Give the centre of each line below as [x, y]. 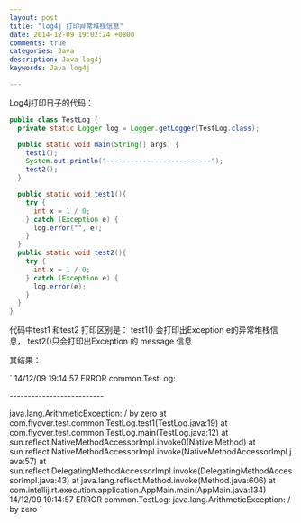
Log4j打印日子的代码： [52, 102]
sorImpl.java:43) [40, 481]
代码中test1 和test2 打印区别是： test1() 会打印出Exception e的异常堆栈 [140, 330]
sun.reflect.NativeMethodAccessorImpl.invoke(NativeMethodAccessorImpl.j [150, 452]
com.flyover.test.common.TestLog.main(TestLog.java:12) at [119, 433]
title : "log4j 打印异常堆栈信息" [67, 26]
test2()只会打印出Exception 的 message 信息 [109, 341]
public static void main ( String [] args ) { [98, 144]
